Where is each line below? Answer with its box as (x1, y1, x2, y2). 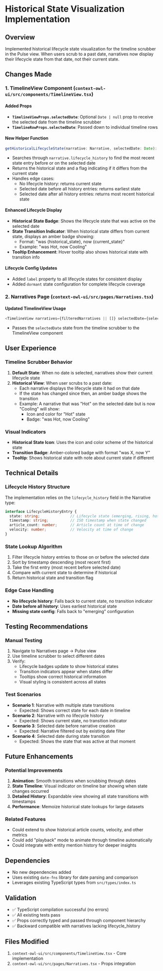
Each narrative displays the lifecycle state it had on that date (19, 385, 140, 391)
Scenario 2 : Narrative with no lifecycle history (12, 713, 104, 718)
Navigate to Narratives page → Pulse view (12, 648, 97, 654)
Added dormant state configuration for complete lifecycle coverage (12, 281, 146, 287)
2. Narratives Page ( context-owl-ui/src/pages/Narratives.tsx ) (5, 293, 154, 300)
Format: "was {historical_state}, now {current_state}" (19, 238, 125, 244)
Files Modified (5, 937, 49, 946)
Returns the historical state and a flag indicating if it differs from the (12, 165, 147, 171)
